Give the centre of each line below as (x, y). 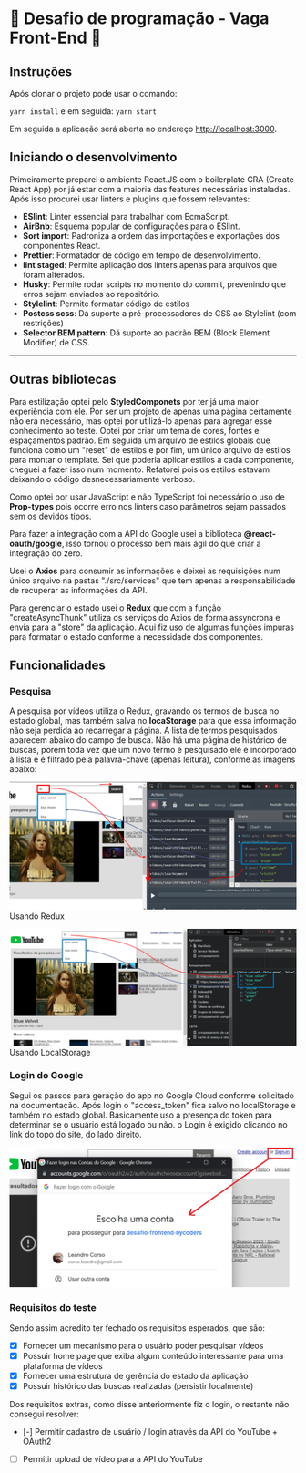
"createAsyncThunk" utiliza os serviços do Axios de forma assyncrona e (145, 617)
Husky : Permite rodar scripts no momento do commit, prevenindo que (154, 284)
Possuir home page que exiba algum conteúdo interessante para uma (153, 1355)
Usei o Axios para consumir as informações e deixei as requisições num (145, 571)
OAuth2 (37, 1441)
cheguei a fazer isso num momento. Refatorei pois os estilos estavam (140, 469)
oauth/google (36, 543)
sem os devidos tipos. (51, 516)
